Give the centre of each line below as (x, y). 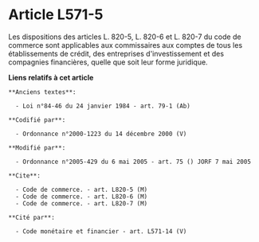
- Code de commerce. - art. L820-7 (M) (82, 203)
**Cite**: (25, 176)
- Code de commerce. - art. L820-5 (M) (82, 189)
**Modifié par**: (37, 148)
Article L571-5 (56, 15)
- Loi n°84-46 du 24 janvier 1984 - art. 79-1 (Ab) (103, 106)
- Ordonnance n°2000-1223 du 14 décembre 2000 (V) (101, 134)
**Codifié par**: (37, 120)
